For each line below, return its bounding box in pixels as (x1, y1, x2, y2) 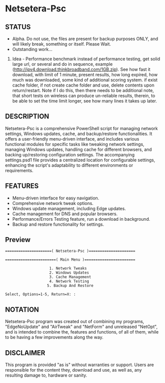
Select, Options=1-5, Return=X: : (5, 292, 76, 297)
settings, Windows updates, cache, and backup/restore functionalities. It (5, 131, 153, 137)
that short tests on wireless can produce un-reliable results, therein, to (12, 93, 155, 98)
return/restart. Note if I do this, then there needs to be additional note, (12, 88, 154, 93)
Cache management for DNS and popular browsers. (12, 211, 118, 217)
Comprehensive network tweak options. (12, 200, 94, 206)
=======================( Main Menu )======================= (5, 257, 135, 262)
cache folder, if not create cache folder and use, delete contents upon (12, 82, 155, 88)
